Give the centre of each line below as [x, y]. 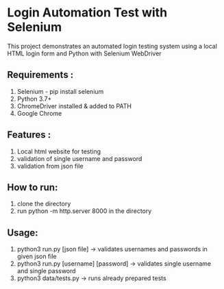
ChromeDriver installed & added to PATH [74, 106]
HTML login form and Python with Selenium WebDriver [85, 53]
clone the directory [44, 204]
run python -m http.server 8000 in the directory [84, 211]
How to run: [33, 187]
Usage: [23, 233]
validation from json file [50, 166]
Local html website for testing [59, 151]
